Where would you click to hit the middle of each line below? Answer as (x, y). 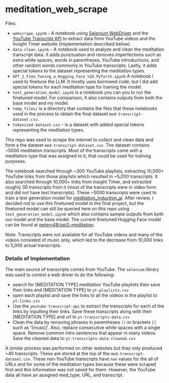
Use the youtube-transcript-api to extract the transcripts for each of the (88, 306)
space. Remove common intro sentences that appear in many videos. (84, 333)
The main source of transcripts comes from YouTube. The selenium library (82, 270)
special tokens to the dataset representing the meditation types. (79, 71)
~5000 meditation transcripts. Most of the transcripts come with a (74, 150)
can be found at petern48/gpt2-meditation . (50, 225)
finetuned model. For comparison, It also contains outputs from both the (87, 98)
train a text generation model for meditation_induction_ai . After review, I (79, 198)
